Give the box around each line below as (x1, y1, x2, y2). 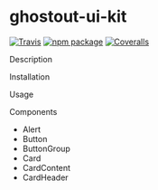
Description (9, 53, 52, 64)
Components (9, 106, 58, 117)
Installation (9, 71, 51, 82)
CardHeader (22, 172, 70, 183)
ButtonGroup (22, 143, 70, 154)
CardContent (22, 162, 70, 173)
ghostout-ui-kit (9, 6, 127, 27)
